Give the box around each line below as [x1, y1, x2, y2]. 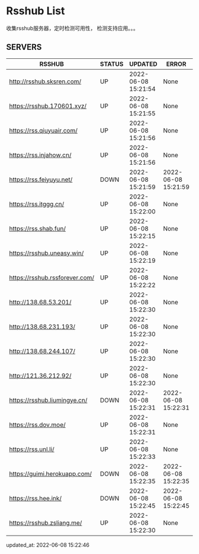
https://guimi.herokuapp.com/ [9, 470, 92, 478]
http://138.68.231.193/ [9, 322, 76, 330]
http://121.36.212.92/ [9, 372, 72, 380]
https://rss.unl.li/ [9, 445, 54, 453]
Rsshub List [6, 4, 65, 18]
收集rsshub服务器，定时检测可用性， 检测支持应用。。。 [6, 24, 139, 32]
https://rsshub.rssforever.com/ [9, 273, 95, 282]
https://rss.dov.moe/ [9, 420, 66, 429]
